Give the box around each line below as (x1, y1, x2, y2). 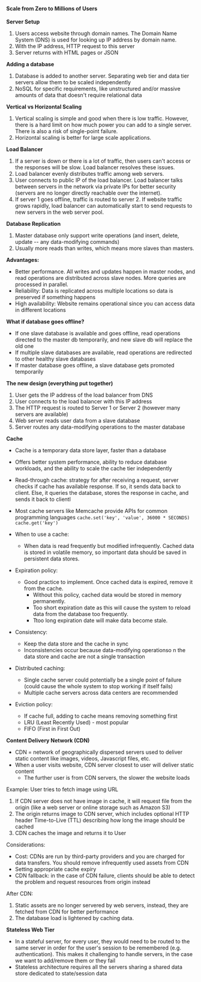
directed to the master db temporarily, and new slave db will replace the (14, 336, 193, 343)
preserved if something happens (14, 294, 96, 301)
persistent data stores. (23, 555, 80, 562)
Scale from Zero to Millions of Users (6, 5, 98, 12)
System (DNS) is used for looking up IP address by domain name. (14, 36, 177, 43)
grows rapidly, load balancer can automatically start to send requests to (14, 202, 193, 210)
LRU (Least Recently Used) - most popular (23, 719, 129, 726)
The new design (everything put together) (6, 380, 113, 387)
